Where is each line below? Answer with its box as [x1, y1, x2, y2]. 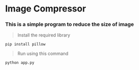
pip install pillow [5, 42, 46, 47]
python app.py [5, 60, 35, 65]
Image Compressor [5, 3, 86, 14]
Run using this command [17, 50, 69, 56]
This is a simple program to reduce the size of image [5, 21, 134, 28]
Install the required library [17, 32, 71, 38]
